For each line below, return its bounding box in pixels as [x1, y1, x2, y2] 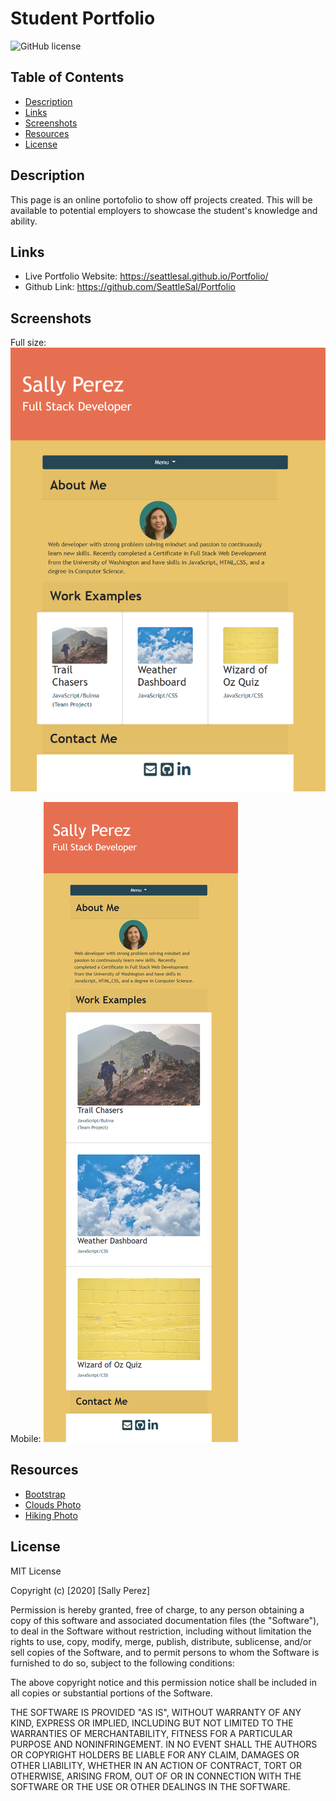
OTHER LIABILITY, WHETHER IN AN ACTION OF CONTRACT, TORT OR [10, 1759, 302, 1771]
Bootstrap [24, 1488, 66, 1500]
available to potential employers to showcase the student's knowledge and [10, 204, 318, 216]
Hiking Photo [24, 1509, 78, 1521]
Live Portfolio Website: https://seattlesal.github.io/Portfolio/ [24, 270, 269, 282]
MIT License [10, 1565, 62, 1577]
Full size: [10, 337, 47, 349]
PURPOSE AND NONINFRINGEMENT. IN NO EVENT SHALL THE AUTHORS [10, 1738, 318, 1750]
